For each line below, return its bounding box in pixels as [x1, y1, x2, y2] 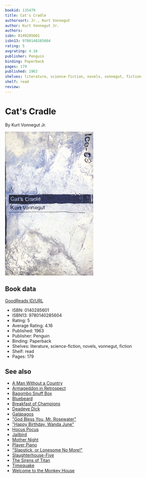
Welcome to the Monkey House [12, 468, 75, 474]
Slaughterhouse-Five [12, 452, 54, 458]
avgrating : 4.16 [5, 48, 38, 53]
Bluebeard [12, 396, 33, 401]
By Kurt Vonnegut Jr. [5, 122, 47, 128]
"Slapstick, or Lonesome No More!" [12, 447, 83, 453]
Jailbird [12, 432, 28, 438]
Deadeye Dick [12, 406, 40, 412]
